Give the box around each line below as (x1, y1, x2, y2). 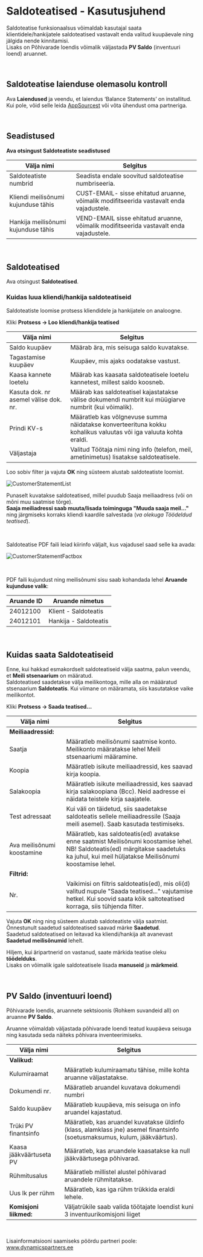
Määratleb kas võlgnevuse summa (70, 412, 167, 421)
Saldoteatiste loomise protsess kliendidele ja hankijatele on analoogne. (6, 307, 182, 314)
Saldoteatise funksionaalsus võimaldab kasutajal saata (6, 24, 142, 31)
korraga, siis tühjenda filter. (66, 902, 144, 911)
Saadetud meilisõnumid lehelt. (6, 937, 84, 944)
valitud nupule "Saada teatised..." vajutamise (66, 887, 193, 895)
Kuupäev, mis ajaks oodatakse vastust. (70, 357, 181, 365)
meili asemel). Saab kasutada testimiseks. (66, 820, 185, 828)
